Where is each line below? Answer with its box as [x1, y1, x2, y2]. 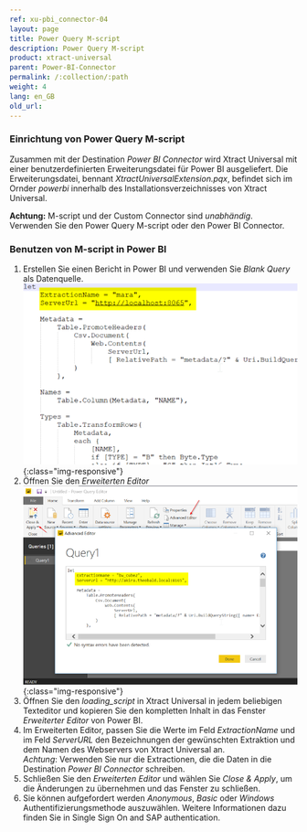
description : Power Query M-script [9, 44, 145, 53]
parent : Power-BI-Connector [9, 63, 117, 72]
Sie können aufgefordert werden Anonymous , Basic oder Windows [22, 792, 275, 804]
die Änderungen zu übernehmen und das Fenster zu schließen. [22, 783, 260, 794]
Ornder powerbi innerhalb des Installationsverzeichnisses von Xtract [9, 183, 268, 194]
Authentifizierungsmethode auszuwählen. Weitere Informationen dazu [22, 802, 287, 813]
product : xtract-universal [9, 53, 112, 63]
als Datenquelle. [22, 273, 84, 284]
